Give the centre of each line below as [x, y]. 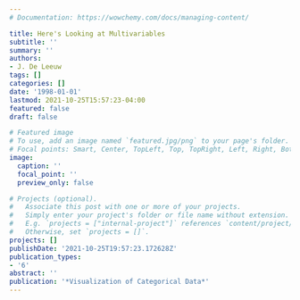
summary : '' [31, 50]
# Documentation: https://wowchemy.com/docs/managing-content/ [129, 17]
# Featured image [42, 133]
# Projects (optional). [54, 199]
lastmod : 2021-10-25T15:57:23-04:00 [77, 100]
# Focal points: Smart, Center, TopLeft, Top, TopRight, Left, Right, [143, 150]
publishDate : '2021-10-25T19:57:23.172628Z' [93, 248]
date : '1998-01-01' [46, 92]
